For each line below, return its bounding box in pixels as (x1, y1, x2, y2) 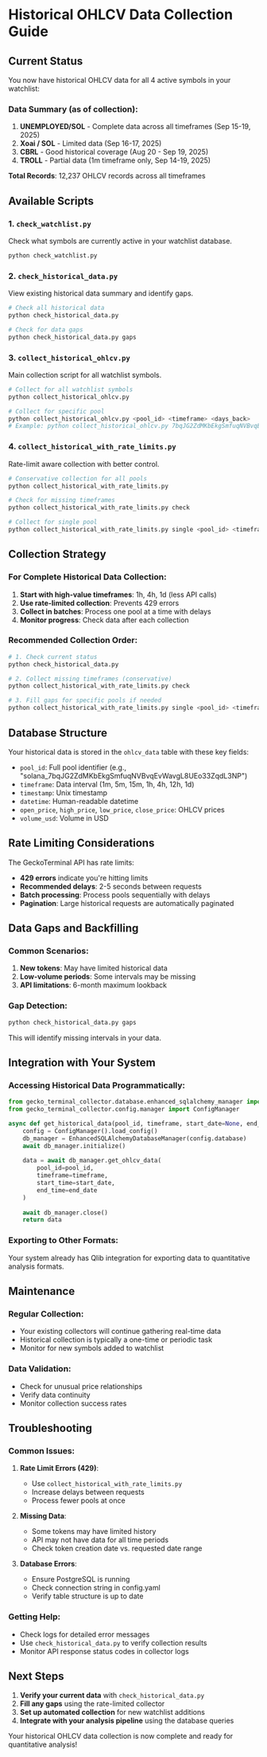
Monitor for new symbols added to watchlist (19, 1343, 164, 1353)
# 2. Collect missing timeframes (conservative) (8, 675, 172, 683)
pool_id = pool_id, (37, 1164, 94, 1172)
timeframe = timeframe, (37, 1171, 109, 1180)
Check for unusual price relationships (19, 1381, 143, 1391)
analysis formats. (8, 1261, 65, 1271)
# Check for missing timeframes (8, 496, 115, 504)
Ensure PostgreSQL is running (31, 1575, 130, 1584)
